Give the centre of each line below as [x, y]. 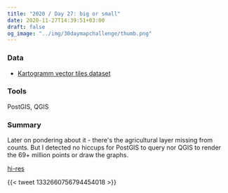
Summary [25, 125]
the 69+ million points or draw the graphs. [68, 155]
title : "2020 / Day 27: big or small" [64, 14]
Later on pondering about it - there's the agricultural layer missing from [110, 140]
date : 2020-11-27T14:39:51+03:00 [56, 20]
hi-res [16, 168]
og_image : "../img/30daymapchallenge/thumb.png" [80, 33]
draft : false [26, 27]
